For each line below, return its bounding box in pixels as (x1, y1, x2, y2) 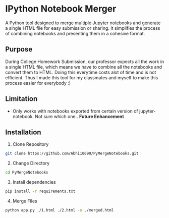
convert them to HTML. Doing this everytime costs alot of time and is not (5, 69, 156, 75)
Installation (5, 128, 41, 136)
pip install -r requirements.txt (5, 189, 76, 194)
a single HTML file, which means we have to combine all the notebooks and (5, 64, 162, 70)
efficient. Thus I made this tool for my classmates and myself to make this (5, 74, 158, 81)
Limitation (5, 94, 38, 103)
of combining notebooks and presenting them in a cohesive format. (5, 30, 145, 36)
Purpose (5, 45, 33, 53)
